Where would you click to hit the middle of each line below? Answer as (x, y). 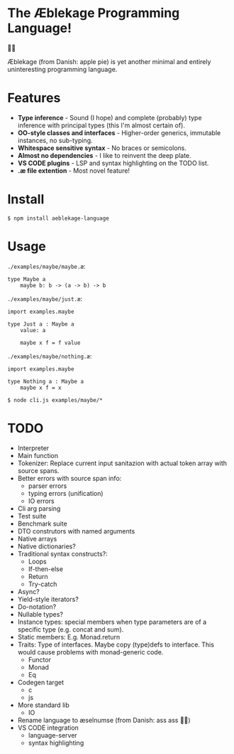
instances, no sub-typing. (55, 140)
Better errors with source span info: (69, 478)
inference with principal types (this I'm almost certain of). (101, 125)
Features (34, 98)
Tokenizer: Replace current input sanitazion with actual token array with (122, 463)
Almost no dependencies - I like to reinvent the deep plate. (104, 155)
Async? (29, 591)
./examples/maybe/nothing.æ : (50, 356)
